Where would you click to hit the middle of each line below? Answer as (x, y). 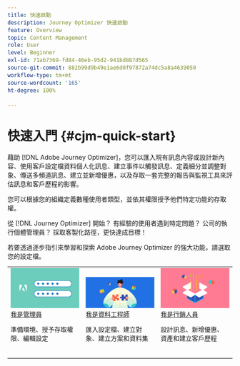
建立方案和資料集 (123, 338)
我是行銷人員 (179, 315)
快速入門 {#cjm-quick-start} (92, 136)
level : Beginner (31, 53)
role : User (24, 45)
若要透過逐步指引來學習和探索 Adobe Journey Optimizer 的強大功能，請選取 (119, 248)
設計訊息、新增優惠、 (192, 330)
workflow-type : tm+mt (40, 75)
